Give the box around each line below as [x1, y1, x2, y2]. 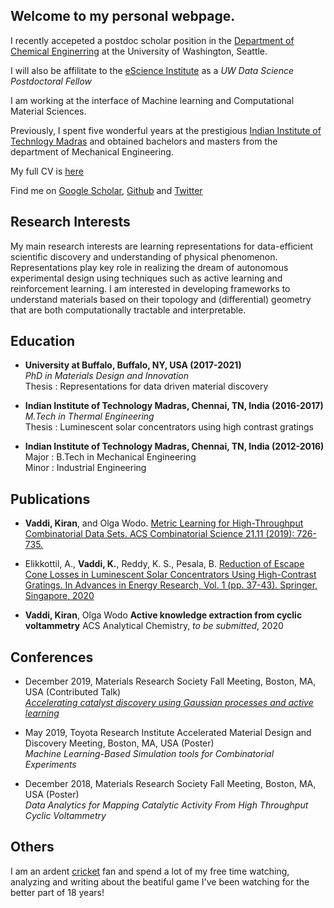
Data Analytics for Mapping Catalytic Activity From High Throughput [24, 799, 309, 811]
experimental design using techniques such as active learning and [10, 272, 283, 284]
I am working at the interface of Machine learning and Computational [10, 94, 295, 106]
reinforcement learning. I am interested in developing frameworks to [10, 282, 291, 294]
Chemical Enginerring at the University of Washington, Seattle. [10, 45, 268, 57]
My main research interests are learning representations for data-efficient [10, 240, 314, 252]
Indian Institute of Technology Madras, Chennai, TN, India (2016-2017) [24, 400, 324, 412]
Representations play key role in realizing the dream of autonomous [10, 261, 289, 273]
